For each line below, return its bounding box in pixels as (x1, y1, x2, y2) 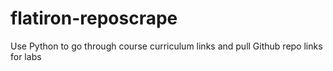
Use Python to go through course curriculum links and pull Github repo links (10, 40, 323, 52)
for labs (10, 50, 42, 62)
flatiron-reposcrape (10, 7, 178, 30)
